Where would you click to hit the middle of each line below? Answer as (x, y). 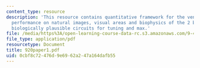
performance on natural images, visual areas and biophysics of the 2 (101, 22)
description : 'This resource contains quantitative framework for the (96, 17)
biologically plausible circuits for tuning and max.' (81, 28)
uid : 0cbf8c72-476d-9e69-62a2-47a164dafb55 (61, 56)
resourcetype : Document (36, 45)
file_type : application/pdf (41, 39)
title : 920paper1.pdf (33, 50)
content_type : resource (36, 12)
